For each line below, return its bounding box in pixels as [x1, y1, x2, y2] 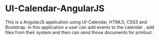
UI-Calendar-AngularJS [5, 3, 105, 14]
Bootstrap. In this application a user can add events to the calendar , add [5, 24, 155, 30]
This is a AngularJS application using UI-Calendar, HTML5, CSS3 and [5, 19, 147, 25]
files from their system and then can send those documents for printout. [5, 29, 153, 35]
